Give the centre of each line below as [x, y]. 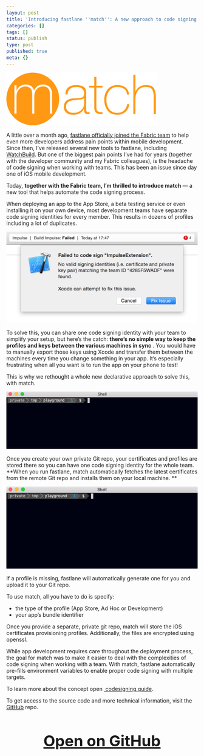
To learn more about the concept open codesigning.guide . [80, 689]
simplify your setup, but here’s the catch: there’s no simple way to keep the [101, 339]
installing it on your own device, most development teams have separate [97, 210]
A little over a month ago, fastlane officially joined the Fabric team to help [98, 135]
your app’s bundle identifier [49, 614]
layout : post [23, 13]
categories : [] [25, 26]
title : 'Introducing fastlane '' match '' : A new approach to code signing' [103, 19]
